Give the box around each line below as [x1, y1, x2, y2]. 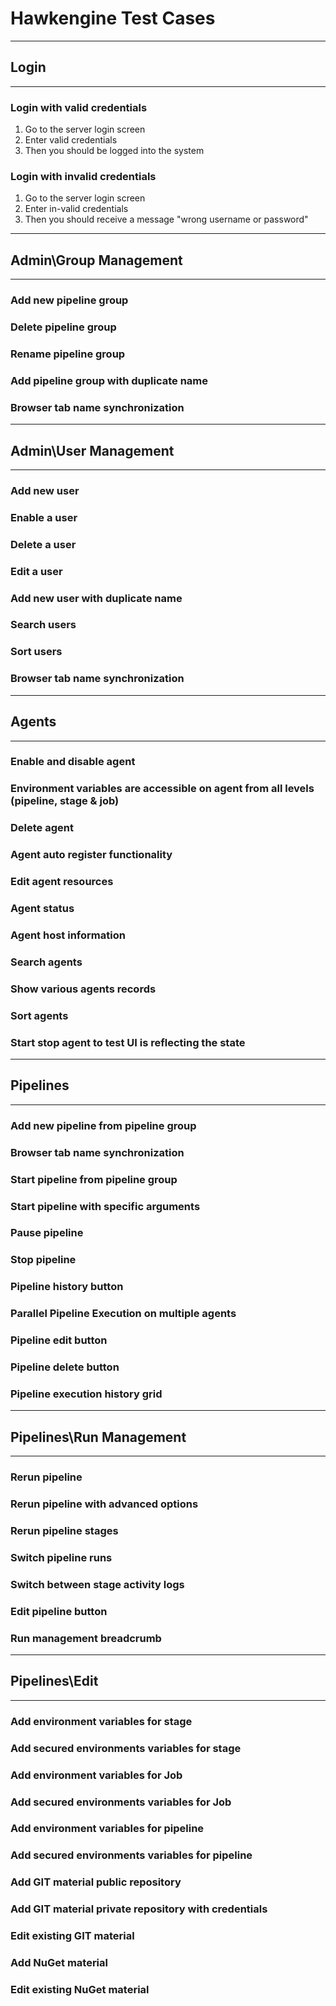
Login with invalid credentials [10, 169, 157, 183]
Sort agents [10, 1008, 69, 1022]
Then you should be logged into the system [24, 145, 205, 157]
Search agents [10, 955, 83, 969]
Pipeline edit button [10, 1333, 108, 1347]
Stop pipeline [10, 1253, 77, 1267]
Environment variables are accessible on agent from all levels [10, 782, 315, 796]
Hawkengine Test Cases [10, 7, 216, 30]
